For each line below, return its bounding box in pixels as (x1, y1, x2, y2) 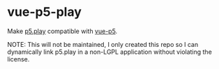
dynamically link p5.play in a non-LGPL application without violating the (7, 48, 213, 56)
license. (7, 55, 30, 63)
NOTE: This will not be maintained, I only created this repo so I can (7, 40, 199, 48)
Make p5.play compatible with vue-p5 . (7, 27, 118, 35)
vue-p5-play (7, 4, 82, 20)
